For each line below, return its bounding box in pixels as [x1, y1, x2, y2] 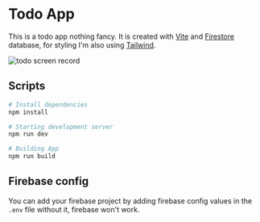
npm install [8, 108, 48, 116]
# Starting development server [8, 123, 113, 131]
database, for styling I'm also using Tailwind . [8, 40, 156, 49]
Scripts [8, 79, 46, 93]
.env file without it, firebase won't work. [8, 204, 140, 214]
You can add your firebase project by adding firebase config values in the [8, 195, 252, 206]
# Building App [8, 145, 60, 153]
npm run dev [8, 130, 48, 138]
